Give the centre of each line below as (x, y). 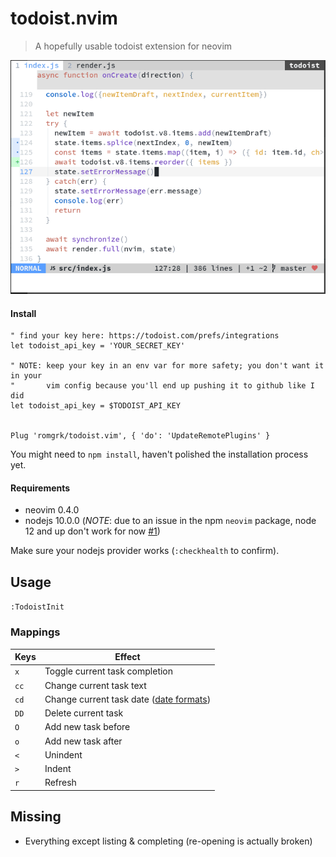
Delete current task (84, 713)
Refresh (60, 783)
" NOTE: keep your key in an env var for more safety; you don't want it (167, 366)
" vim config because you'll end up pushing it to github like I (162, 386)
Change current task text (95, 685)
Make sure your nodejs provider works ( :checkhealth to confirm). (145, 551)
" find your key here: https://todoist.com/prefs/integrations (145, 336)
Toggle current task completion (109, 671)
